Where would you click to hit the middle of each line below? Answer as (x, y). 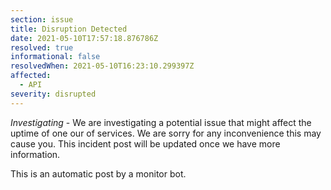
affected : (31, 76)
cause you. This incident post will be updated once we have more (145, 143)
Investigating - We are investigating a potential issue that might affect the (161, 122)
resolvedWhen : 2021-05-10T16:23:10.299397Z (102, 66)
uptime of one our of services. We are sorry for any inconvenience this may (166, 133)
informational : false (55, 57)
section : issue (42, 19)
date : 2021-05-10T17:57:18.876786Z (84, 38)
